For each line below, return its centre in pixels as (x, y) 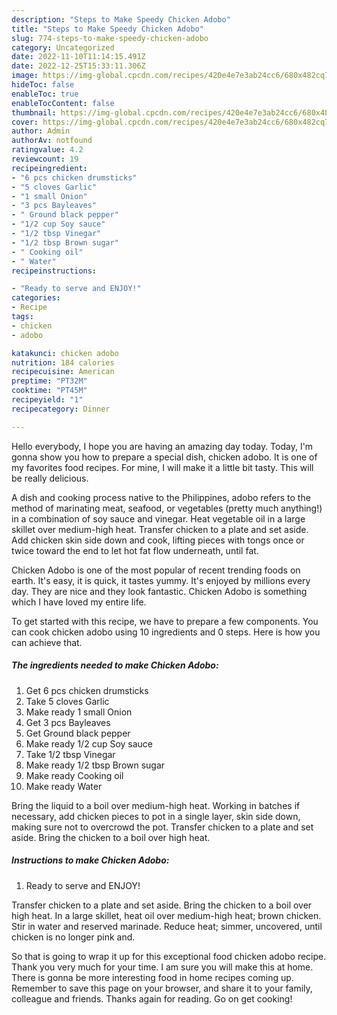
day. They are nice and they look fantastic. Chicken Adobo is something (159, 591)
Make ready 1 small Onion (79, 712)
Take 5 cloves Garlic (67, 701)
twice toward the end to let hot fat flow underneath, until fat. (135, 550)
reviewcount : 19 (45, 159)
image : (25, 76)
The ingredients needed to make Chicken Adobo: (115, 665)
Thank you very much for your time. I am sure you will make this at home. (162, 967)
